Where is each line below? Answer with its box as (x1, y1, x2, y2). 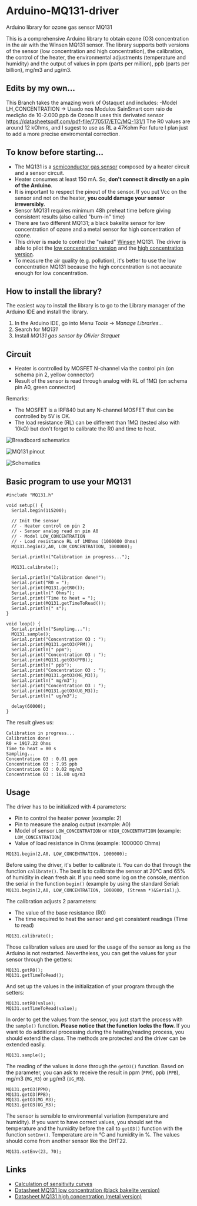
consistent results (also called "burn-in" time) (14, 213, 125, 220)
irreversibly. (14, 200, 45, 207)
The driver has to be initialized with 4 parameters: (6, 803, 126, 810)
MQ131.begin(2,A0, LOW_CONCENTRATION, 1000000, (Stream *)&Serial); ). (6, 886, 181, 893)
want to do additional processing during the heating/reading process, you (6, 1028, 184, 1035)
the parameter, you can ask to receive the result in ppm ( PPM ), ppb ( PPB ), (6, 1069, 181, 1076)
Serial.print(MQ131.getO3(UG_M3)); (11, 688, 99, 694)
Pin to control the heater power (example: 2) (14, 814, 122, 821)
